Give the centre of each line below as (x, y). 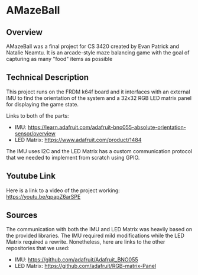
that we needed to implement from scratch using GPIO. (73, 157)
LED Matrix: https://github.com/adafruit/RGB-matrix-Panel (85, 266)
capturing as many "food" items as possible (59, 59)
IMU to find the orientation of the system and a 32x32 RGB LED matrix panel (99, 98)
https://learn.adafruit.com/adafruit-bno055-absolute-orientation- (107, 127)
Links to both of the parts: (38, 115)
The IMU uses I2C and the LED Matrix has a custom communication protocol (99, 151)
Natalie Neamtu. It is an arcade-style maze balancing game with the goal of (98, 53)
